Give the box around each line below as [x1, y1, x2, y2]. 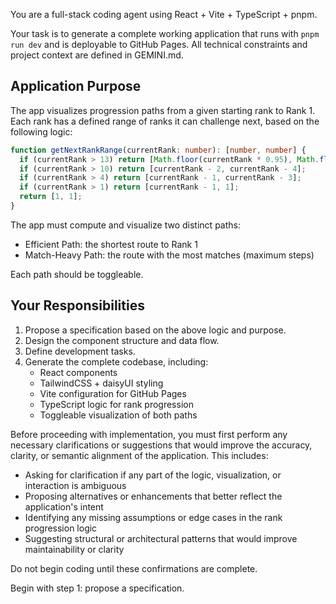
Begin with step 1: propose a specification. [10, 582, 185, 594]
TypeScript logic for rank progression [39, 398, 194, 410]
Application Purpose [10, 78, 142, 95]
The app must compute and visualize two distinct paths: [10, 219, 241, 231]
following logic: [10, 125, 73, 138]
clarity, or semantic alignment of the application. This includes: [10, 449, 269, 461]
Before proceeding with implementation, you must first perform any [10, 428, 288, 440]
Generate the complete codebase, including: [24, 355, 209, 368]
